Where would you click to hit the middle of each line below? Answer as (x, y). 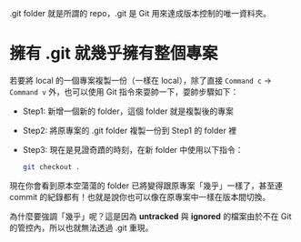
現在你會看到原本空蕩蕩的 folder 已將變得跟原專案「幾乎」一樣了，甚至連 (146, 186)
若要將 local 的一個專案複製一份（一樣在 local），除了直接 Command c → (140, 80)
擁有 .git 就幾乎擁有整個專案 (114, 54)
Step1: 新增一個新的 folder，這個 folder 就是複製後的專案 (128, 111)
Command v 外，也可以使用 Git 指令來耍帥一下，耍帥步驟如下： (124, 91)
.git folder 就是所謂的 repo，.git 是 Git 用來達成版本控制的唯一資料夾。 (140, 13)
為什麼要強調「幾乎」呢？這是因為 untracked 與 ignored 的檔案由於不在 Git (150, 216)
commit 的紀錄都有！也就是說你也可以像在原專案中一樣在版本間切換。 (140, 197)
